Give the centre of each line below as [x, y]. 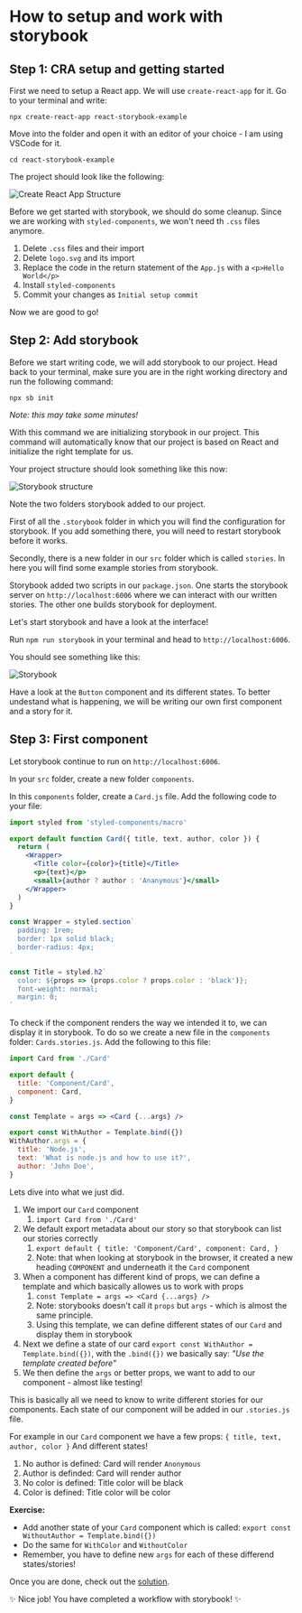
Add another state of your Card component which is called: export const [156, 1527]
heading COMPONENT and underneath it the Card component [143, 1267]
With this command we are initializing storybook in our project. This [134, 432]
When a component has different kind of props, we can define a [141, 1276]
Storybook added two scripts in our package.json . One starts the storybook [149, 585]
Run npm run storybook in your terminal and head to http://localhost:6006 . [150, 639]
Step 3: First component [79, 739]
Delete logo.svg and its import [78, 258]
